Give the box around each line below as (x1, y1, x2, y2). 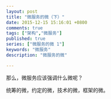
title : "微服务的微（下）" (6, 14, 65, 20)
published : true (6, 36, 46, 42)
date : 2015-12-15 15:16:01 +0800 (6, 19, 88, 25)
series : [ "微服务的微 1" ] (6, 42, 65, 47)
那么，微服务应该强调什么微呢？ (6, 74, 83, 81)
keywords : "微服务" (6, 47, 51, 53)
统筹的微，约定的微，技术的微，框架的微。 (6, 86, 109, 94)
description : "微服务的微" (6, 52, 67, 58)
